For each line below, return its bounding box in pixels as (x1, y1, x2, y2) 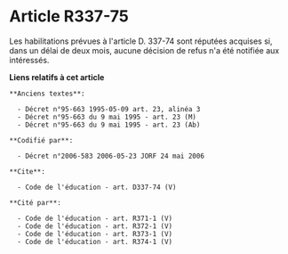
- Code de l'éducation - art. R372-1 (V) (17, 221, 173, 231)
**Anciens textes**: (9, 89, 86, 98)
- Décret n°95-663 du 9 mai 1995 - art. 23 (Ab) (17, 120, 201, 129)
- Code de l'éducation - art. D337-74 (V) (17, 183, 177, 192)
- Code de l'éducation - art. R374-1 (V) (17, 237, 173, 246)
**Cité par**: (9, 198, 62, 207)
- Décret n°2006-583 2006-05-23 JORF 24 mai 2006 (17, 152, 204, 160)
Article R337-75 (9, 6, 129, 27)
